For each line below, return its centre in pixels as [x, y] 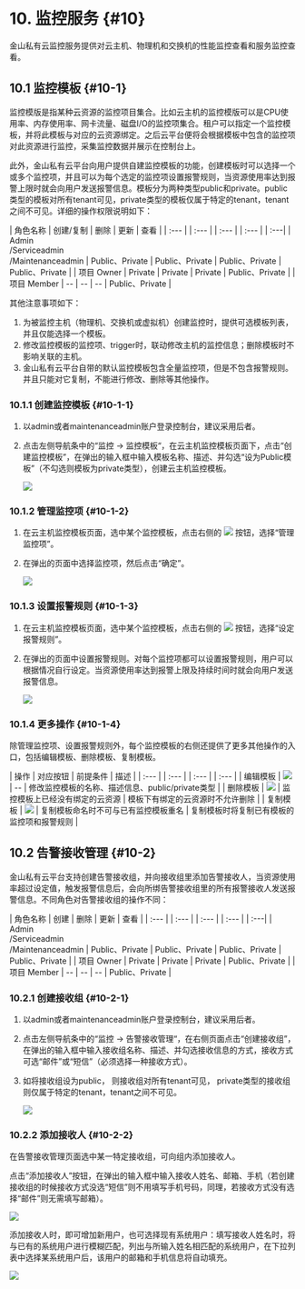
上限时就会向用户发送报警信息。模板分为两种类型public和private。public [152, 188]
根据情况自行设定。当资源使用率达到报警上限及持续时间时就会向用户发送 [157, 670]
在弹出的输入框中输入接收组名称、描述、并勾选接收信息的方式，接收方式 [157, 1050]
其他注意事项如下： [45, 303]
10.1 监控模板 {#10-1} [68, 89]
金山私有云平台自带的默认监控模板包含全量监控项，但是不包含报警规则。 [157, 367]
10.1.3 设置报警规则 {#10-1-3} [74, 606]
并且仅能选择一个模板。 [66, 334]
